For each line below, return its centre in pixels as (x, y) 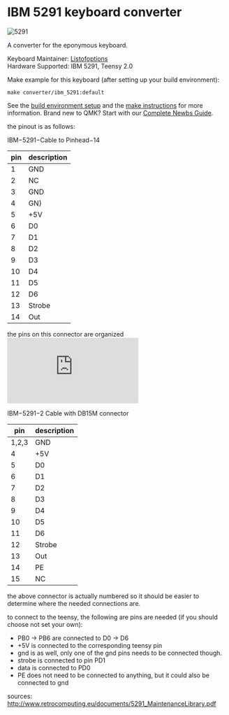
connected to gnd (43, 682)
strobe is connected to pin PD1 (61, 660)
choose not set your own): (45, 624)
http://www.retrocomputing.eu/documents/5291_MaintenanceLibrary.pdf (112, 703)
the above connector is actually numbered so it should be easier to (103, 596)
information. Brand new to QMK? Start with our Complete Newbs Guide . (110, 113)
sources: (20, 696)
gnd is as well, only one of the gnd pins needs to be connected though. (119, 653)
